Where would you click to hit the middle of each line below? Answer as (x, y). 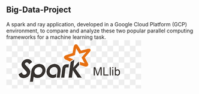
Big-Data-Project (39, 10)
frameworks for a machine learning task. (56, 37)
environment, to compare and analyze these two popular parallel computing (100, 31)
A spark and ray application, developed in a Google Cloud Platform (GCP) (97, 24)
